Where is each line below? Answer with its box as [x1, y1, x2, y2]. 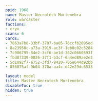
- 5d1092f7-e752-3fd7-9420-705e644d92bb [5, 60, 93, 65]
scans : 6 [5, 31, 24, 36]
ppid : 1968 [5, 7, 29, 13]
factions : [5, 21, 27, 27]
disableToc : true [5, 83, 43, 88]
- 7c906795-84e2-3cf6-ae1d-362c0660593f [5, 50, 93, 55]
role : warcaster [5, 17, 40, 22]
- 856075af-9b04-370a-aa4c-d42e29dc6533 [5, 64, 93, 69]
